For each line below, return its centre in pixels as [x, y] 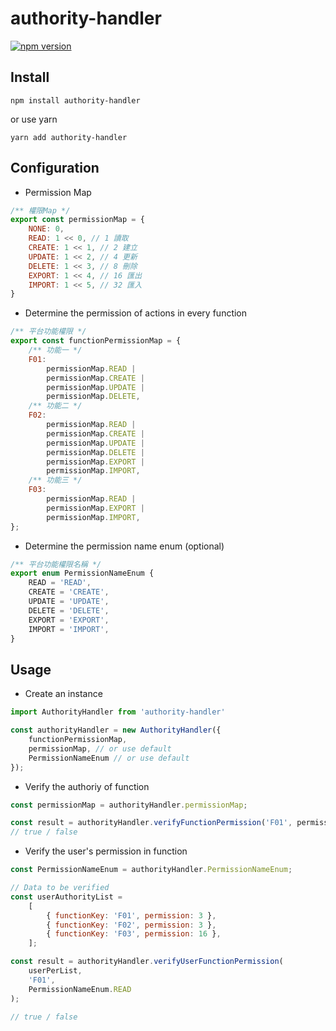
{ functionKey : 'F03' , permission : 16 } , [134, 934]
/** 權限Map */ [40, 210]
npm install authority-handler [75, 100]
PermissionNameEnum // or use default [109, 758]
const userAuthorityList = [66, 897]
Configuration [55, 168]
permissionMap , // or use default [100, 748]
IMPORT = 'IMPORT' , [69, 629]
